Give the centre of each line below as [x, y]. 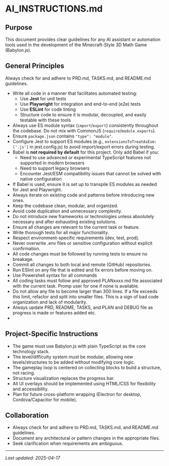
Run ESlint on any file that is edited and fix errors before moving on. [82, 270]
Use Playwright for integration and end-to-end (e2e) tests [80, 104]
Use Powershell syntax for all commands [55, 275]
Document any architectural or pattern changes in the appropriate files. [86, 438]
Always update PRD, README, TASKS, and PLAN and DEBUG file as [83, 307]
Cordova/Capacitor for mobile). [45, 400]
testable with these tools [46, 120]
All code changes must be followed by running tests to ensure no [80, 254]
